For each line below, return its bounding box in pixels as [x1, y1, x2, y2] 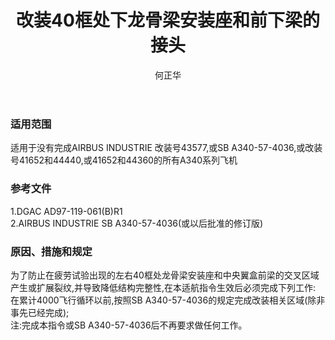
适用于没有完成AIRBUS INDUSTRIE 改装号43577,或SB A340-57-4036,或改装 [10, 142, 323, 154]
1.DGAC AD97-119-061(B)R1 [10, 205, 123, 217]
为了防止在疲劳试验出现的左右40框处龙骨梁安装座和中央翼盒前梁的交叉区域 [10, 269, 320, 281]
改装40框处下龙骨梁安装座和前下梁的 [16, 9, 320, 32]
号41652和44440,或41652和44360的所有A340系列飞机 [10, 154, 238, 166]
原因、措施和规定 [10, 244, 93, 258]
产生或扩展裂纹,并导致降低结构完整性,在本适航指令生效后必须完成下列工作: [10, 281, 317, 293]
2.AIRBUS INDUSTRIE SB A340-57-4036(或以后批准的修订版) [10, 217, 264, 229]
